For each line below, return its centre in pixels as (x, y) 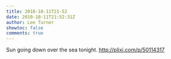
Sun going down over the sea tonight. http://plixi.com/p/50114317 (85, 50)
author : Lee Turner (30, 22)
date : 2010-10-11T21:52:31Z (41, 17)
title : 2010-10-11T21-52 (37, 11)
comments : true (25, 33)
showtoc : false (25, 28)
